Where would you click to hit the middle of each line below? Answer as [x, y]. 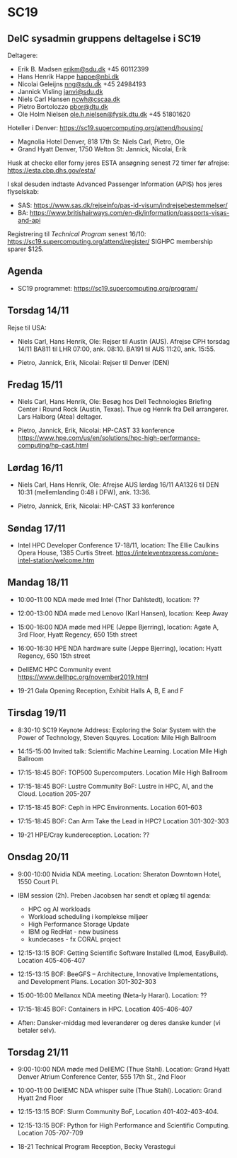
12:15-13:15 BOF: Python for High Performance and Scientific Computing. [123, 1125]
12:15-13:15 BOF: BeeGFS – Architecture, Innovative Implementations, [118, 974]
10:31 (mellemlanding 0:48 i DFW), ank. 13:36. [84, 492]
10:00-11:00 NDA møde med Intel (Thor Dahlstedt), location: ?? [109, 599]
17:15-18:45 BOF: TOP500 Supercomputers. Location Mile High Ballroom [123, 772]
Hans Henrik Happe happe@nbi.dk [68, 76]
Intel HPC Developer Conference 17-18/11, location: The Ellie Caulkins [118, 545]
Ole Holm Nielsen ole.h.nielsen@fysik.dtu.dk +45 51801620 [104, 114]
